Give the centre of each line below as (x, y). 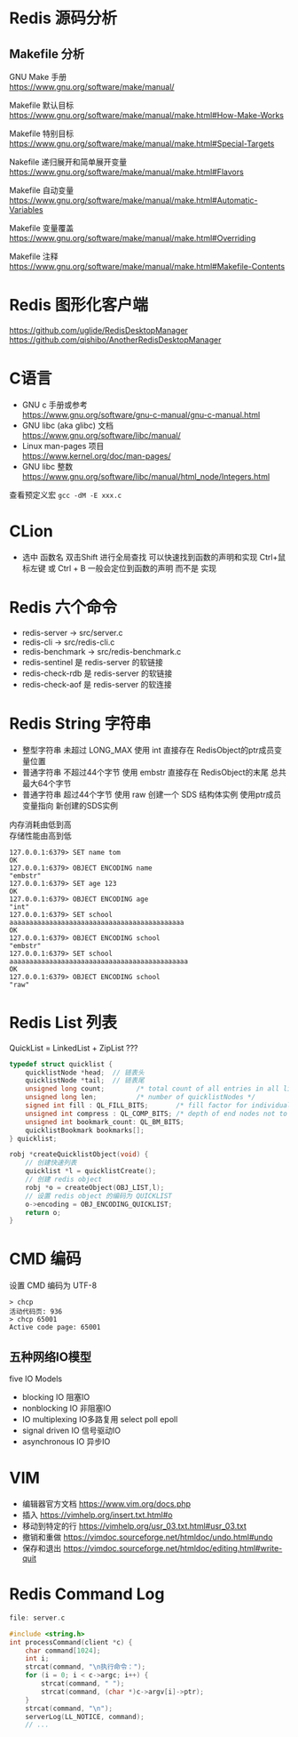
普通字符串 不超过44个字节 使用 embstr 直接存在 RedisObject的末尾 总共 (154, 772)
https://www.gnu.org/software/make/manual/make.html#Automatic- (134, 200)
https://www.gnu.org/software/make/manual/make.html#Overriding (133, 238)
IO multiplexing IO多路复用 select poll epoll (100, 1419)
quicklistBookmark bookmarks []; (85, 1130)
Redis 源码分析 (63, 18)
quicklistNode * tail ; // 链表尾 (85, 1081)
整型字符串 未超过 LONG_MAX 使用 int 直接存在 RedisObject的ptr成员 (148, 750)
